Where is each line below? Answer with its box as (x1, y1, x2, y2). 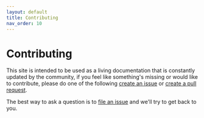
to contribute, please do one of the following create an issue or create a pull (6, 80, 197, 87)
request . (6, 86, 27, 94)
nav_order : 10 (6, 20, 43, 26)
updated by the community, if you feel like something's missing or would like (6, 73, 198, 81)
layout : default (6, 9, 47, 15)
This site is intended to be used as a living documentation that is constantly (6, 67, 195, 74)
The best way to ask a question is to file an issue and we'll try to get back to (6, 98, 197, 106)
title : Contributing (6, 15, 59, 21)
